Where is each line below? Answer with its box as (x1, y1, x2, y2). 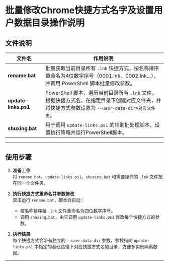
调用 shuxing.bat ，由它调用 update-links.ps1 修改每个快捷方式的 (20, 214, 155, 220)
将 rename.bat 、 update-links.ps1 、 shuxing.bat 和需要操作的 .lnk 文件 (12, 173, 159, 179)
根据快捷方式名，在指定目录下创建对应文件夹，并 (45, 97, 161, 104)
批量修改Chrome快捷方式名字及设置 (5, 5, 154, 16)
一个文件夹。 (21, 180, 48, 186)
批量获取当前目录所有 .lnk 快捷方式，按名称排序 (45, 65, 159, 72)
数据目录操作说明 (14, 17, 85, 29)
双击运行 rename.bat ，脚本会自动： (12, 197, 86, 203)
